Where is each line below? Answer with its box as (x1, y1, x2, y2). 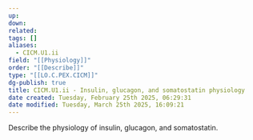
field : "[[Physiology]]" (8, 57, 91, 65)
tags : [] (8, 34, 38, 42)
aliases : (8, 42, 38, 50)
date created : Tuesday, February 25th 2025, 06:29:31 (8, 94, 192, 102)
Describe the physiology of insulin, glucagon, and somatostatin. (8, 123, 219, 133)
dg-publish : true (8, 78, 66, 86)
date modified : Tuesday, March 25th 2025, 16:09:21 (8, 101, 184, 109)
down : (8, 19, 26, 27)
